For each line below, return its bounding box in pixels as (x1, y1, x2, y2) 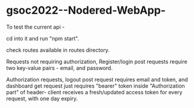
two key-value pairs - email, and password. (6, 64, 113, 72)
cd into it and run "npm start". (6, 35, 80, 42)
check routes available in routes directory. (6, 46, 110, 54)
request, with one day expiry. (6, 95, 78, 102)
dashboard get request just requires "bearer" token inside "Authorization (6, 82, 186, 90)
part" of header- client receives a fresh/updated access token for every (6, 88, 183, 95)
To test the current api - (6, 23, 65, 30)
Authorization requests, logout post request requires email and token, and (6, 76, 189, 83)
